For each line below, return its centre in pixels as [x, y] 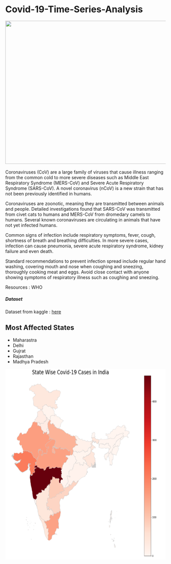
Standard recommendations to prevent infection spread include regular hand [85, 261]
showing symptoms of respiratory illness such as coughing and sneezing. [82, 277]
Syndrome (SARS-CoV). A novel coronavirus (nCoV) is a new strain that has [84, 188]
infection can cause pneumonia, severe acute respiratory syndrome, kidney [84, 246]
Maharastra [25, 340]
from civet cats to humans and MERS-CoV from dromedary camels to [78, 214]
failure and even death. [30, 251]
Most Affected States [40, 328]
